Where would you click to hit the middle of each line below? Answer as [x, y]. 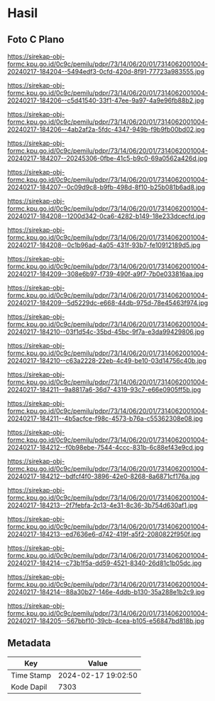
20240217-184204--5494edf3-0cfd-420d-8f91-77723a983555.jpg [106, 72]
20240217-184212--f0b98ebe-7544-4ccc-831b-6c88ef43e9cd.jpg [106, 447]
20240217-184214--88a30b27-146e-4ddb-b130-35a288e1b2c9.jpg [106, 592]
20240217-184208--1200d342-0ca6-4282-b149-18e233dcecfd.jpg [106, 216]
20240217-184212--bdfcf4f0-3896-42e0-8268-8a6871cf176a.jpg [104, 476]
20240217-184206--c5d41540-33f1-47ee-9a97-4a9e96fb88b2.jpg [106, 100]
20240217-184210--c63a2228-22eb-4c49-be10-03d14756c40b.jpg [107, 360]
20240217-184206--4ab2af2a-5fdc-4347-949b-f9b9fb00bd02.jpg [106, 129]
